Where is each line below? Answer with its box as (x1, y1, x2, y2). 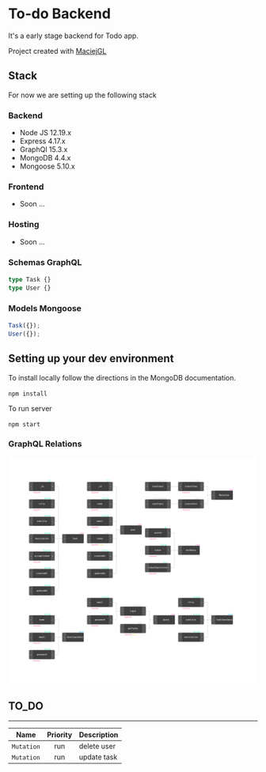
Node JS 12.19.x (19, 128, 72, 138)
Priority (47, 729, 73, 740)
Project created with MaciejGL (8, 46, 107, 55)
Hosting (8, 219, 40, 230)
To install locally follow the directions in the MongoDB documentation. (8, 373, 236, 382)
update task (78, 752, 118, 762)
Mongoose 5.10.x (19, 161, 75, 171)
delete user (78, 741, 116, 751)
